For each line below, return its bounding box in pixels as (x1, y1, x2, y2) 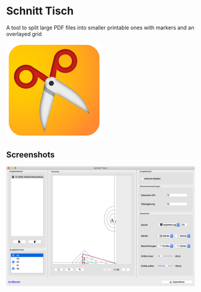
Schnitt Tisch (6, 4, 74, 18)
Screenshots (6, 150, 55, 160)
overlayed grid (6, 30, 42, 37)
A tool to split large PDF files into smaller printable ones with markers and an (6, 24, 194, 31)
